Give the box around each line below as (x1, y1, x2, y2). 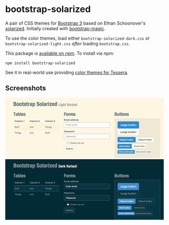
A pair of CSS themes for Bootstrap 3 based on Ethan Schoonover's (5, 20, 146, 26)
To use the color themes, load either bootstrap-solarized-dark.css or (5, 35, 150, 41)
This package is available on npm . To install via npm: (5, 50, 115, 56)
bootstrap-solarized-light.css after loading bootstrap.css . (5, 40, 130, 46)
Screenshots (5, 84, 46, 92)
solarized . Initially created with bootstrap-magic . (5, 25, 106, 31)
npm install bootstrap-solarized (5, 60, 75, 66)
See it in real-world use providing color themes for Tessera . (5, 69, 129, 75)
